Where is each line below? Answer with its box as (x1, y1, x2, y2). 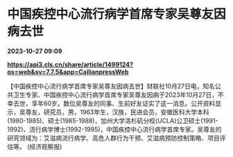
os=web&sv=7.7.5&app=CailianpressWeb (7, 67, 129, 76)
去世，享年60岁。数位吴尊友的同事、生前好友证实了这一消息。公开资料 (12, 99, 216, 107)
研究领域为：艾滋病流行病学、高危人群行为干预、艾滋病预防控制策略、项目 (7, 133, 220, 142)
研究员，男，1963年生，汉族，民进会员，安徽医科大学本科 (43, 108, 209, 116)
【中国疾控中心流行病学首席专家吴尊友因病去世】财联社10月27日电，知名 (7, 82, 215, 90)
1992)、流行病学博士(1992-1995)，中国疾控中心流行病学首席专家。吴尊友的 (7, 125, 222, 133)
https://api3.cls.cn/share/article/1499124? (7, 60, 134, 68)
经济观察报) (29, 142, 62, 151)
